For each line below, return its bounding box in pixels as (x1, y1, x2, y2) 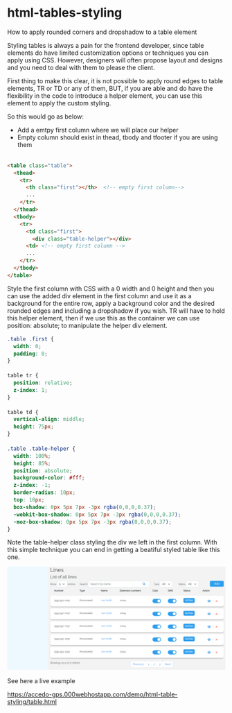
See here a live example (7, 677, 75, 685)
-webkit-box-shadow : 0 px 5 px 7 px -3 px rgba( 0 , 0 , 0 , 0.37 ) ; (13, 511, 181, 518)
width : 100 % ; (13, 452, 51, 459)
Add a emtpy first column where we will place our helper (17, 126, 179, 134)
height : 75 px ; (13, 423, 54, 431)
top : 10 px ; (13, 497, 45, 504)
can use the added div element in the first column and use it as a (7, 291, 192, 300)
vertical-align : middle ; (13, 416, 85, 423)
